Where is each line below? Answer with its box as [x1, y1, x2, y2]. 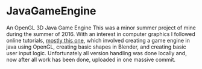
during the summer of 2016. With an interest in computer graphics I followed [6, 30, 196, 37]
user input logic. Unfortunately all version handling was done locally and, [6, 49, 187, 56]
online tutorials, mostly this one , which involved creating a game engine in [6, 37, 190, 44]
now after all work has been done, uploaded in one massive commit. [6, 56, 176, 63]
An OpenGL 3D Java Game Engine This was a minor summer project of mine [6, 24, 196, 31]
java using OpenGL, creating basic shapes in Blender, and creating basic [6, 43, 187, 50]
